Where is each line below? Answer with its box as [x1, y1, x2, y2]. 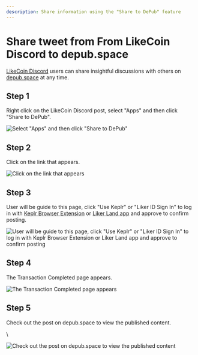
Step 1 [6, 91, 30, 101]
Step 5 [6, 303, 31, 313]
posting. [6, 216, 27, 223]
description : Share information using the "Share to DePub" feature [6, 8, 181, 15]
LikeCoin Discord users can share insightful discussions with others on [6, 67, 181, 74]
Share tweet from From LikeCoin [6, 34, 170, 48]
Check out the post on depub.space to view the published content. [6, 319, 172, 326]
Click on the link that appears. [6, 159, 80, 166]
